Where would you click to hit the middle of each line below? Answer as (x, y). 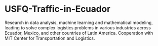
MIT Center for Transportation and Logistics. (50, 38)
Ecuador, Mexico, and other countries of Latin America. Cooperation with (79, 33)
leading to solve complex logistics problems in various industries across (78, 27)
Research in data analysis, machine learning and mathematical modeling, (79, 23)
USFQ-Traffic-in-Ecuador (58, 9)
